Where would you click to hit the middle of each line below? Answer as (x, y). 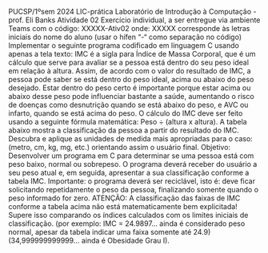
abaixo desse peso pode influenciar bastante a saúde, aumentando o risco (131, 96)
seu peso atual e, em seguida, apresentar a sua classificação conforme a (129, 172)
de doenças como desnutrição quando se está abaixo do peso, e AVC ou (128, 105)
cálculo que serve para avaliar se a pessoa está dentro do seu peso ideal (129, 62)
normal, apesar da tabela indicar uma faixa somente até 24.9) (110, 232)
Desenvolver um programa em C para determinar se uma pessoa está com (131, 156)
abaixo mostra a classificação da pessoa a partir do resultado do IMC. (124, 130)
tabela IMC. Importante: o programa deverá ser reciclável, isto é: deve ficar (132, 181)
